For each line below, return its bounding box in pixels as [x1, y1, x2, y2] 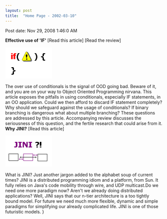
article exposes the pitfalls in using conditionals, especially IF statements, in [5, 94, 161, 100]
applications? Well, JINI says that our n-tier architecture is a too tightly [5, 193, 150, 199]
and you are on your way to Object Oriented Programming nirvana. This [5, 89, 152, 95]
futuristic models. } [5, 209, 44, 215]
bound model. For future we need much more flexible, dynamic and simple [5, 198, 159, 204]
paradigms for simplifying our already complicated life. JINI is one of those [5, 203, 159, 209]
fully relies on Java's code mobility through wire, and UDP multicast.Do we [5, 182, 159, 188]
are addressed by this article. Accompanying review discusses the [5, 115, 142, 121]
